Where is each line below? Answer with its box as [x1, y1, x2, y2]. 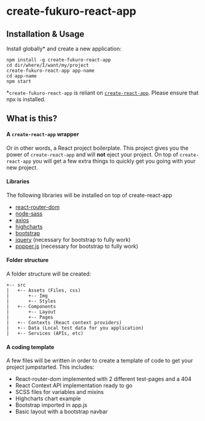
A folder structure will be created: [6, 270, 91, 277]
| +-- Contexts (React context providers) [6, 320, 122, 326]
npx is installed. [6, 96, 46, 102]
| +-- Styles [6, 298, 56, 304]
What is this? [6, 114, 58, 124]
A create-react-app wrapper [6, 130, 79, 137]
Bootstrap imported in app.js [15, 401, 88, 409]
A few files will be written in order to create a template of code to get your [6, 357, 193, 365]
